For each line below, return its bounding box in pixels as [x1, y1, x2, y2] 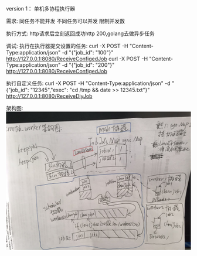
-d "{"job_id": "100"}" [62, 49, 114, 56]
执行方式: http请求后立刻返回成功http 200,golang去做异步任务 [6, 30, 155, 37]
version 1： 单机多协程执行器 [6, 5, 76, 12]
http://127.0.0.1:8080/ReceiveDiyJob [6, 93, 93, 100]
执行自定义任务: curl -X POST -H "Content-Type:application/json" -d [6, 80, 171, 87]
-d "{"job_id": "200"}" [62, 62, 115, 69]
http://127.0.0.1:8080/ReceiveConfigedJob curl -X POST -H [6, 55, 148, 62]
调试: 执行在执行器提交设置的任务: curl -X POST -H [6, 43, 128, 49]
